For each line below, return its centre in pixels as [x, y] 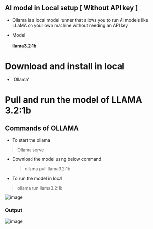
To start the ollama [31, 140]
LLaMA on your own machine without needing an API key [70, 25]
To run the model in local [37, 178]
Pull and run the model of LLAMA [74, 99]
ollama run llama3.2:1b [40, 188]
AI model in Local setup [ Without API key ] [72, 8]
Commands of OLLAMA [42, 128]
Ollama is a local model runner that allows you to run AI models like [80, 20]
